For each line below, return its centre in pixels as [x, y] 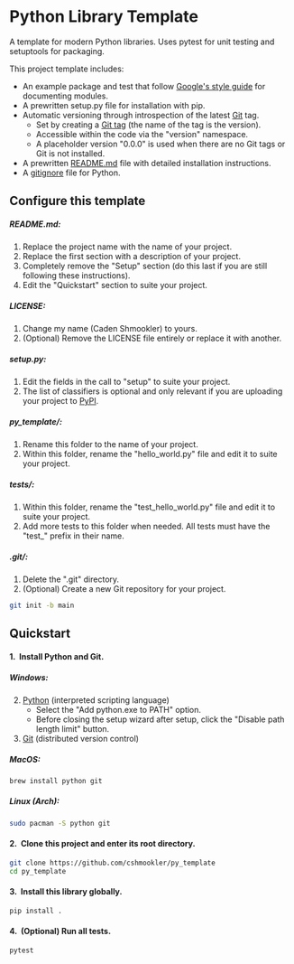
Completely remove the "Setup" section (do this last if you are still [145, 266]
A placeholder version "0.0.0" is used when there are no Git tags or [161, 144]
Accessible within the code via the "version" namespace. [142, 134]
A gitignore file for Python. [71, 173]
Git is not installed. [70, 153]
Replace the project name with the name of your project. [127, 247]
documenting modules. [65, 96]
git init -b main [42, 606]
